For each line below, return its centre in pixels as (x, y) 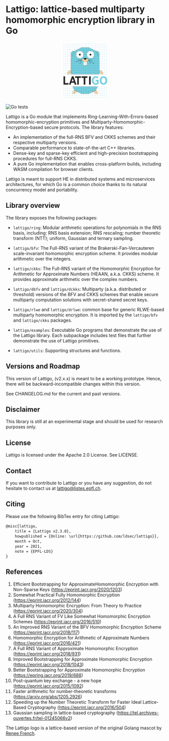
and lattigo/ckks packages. (43, 320)
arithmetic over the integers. (42, 259)
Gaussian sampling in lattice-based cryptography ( (65, 713)
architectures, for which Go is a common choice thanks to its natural (76, 184)
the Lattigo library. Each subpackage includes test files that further (82, 335)
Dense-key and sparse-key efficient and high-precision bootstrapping (86, 153)
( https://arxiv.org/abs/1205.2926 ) (48, 697)
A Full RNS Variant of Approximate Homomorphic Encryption (76, 648)
